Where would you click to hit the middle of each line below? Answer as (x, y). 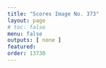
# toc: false (26, 27)
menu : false (25, 34)
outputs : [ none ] (34, 40)
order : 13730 (26, 54)
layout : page (26, 21)
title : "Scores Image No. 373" (53, 14)
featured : (22, 47)
